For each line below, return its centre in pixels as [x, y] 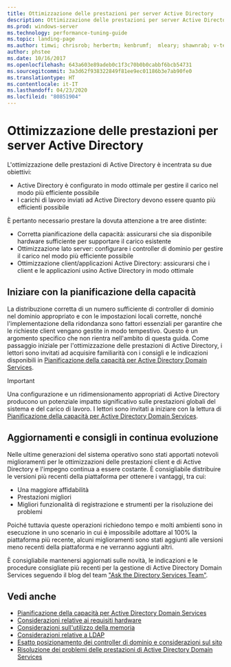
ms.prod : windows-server [43, 26]
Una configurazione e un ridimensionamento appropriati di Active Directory [113, 394]
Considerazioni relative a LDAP [61, 635]
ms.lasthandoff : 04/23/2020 [47, 90]
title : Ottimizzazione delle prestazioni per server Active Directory [110, 13]
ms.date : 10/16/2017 [37, 59]
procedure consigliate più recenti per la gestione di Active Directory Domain [114, 567]
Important [21, 380]
